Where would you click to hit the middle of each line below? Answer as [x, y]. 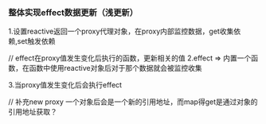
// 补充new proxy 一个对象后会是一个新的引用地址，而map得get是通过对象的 [133, 102]
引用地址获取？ [33, 112]
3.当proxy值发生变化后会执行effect [65, 85]
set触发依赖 [36, 41]
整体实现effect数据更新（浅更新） [73, 12]
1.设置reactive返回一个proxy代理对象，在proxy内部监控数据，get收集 [121, 31]
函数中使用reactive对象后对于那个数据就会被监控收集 [115, 68]
